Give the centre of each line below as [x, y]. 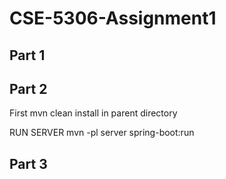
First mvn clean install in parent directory [93, 113]
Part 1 [27, 55]
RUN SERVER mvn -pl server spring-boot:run [102, 133]
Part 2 [28, 88]
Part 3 [28, 163]
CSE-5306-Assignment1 [113, 18]
